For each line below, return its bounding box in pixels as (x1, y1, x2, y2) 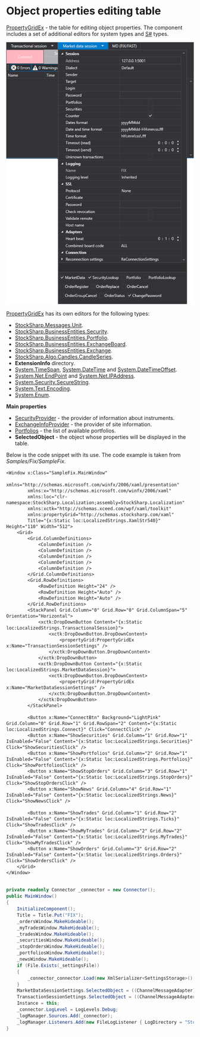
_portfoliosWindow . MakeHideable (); (17, 950, 105, 956)
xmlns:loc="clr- (27, 494, 68, 500)
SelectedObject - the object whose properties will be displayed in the (14, 434, 186, 441)
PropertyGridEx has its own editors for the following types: (6, 310, 150, 317)
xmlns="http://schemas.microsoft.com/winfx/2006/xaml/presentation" (6, 482, 180, 488)
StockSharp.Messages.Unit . (14, 322, 83, 329)
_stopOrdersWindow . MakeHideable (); (17, 944, 105, 950)
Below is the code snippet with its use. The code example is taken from (6, 452, 181, 459)
